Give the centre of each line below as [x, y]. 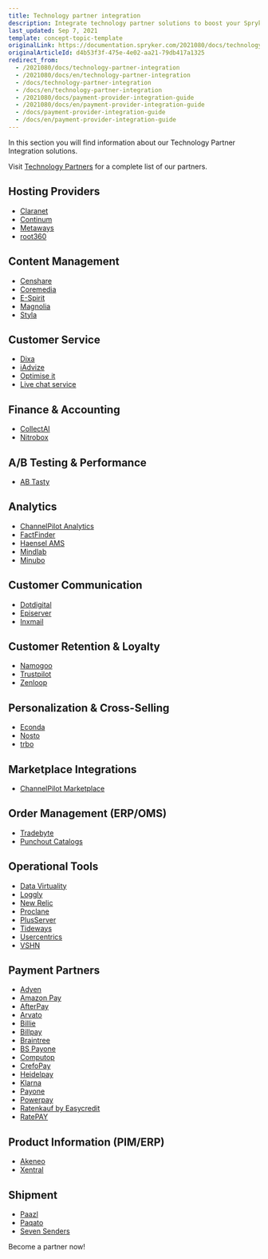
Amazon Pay [41, 998]
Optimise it [37, 376]
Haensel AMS [42, 543]
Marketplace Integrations [73, 769]
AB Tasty [35, 481]
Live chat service [48, 384]
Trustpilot [35, 674]
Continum [36, 219]
